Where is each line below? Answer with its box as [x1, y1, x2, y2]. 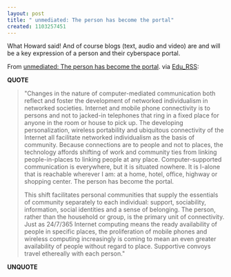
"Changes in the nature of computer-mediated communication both [23, 89, 216, 97]
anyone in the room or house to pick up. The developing [23, 119, 184, 127]
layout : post [7, 10, 45, 17]
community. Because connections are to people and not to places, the [23, 141, 223, 149]
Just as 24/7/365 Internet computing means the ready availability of [23, 220, 218, 229]
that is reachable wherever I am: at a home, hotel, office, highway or [23, 170, 218, 178]
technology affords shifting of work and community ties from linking [23, 148, 217, 156]
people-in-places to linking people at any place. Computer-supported [23, 155, 222, 164]
